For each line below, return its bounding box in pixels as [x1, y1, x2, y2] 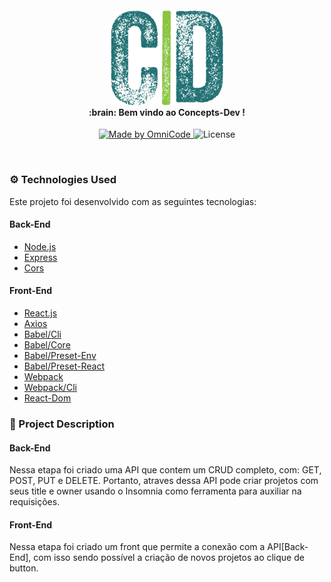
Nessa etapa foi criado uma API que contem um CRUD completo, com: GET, [9, 464, 322, 476]
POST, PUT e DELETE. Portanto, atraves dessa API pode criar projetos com [9, 475, 319, 487]
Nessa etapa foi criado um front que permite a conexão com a [9, 541, 266, 553]
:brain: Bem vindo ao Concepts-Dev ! [88, 106, 246, 118]
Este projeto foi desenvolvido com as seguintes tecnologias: [9, 195, 257, 207]
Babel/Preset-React [23, 360, 105, 372]
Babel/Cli [23, 328, 62, 341]
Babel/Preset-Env [23, 350, 97, 362]
